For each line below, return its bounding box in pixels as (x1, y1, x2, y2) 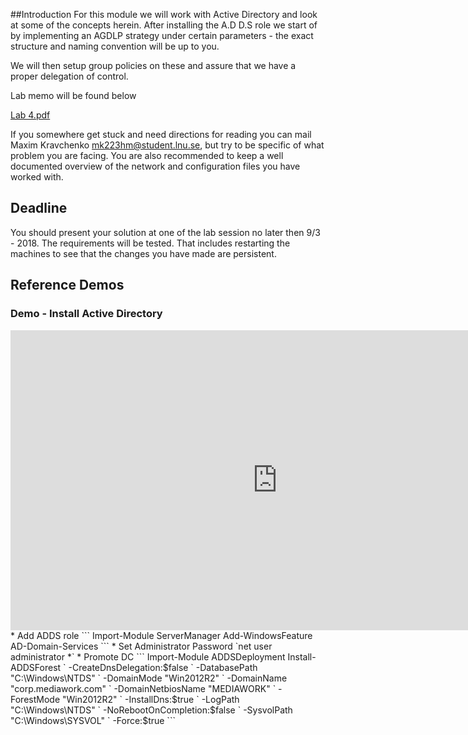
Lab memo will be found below (10, 90, 137, 101)
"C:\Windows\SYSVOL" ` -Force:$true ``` (10, 714, 176, 726)
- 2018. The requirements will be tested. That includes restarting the (10, 237, 291, 249)
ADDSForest (10, 661, 62, 673)
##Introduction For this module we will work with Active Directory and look (10, 9, 318, 20)
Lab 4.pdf (10, 109, 51, 121)
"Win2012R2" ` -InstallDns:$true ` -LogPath (61, 693, 240, 705)
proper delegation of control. (10, 70, 129, 82)
